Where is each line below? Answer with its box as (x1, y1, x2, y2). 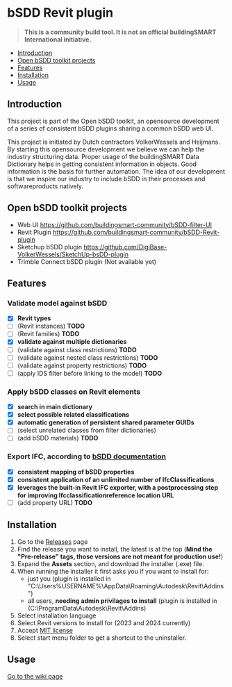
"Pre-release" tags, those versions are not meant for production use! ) (17, 552, 224, 561)
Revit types (17, 314, 51, 322)
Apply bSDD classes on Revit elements (7, 387, 141, 397)
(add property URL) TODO (17, 498, 92, 506)
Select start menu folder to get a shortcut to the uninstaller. (17, 634, 187, 642)
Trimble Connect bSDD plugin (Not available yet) (17, 257, 157, 265)
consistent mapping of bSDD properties (17, 467, 135, 476)
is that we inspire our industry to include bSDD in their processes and (7, 174, 206, 183)
